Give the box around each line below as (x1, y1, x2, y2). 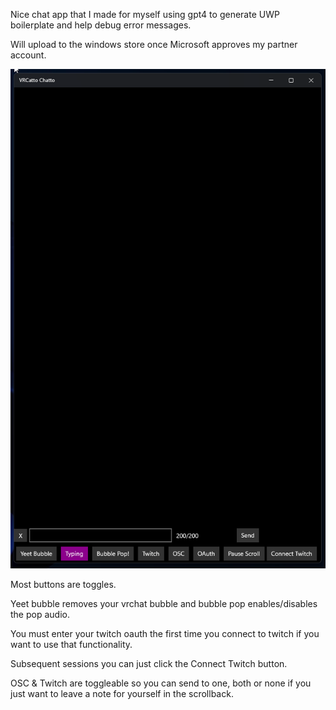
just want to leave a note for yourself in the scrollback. (10, 687, 234, 699)
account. (10, 49, 47, 61)
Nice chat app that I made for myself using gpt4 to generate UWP (10, 9, 280, 20)
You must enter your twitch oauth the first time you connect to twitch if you (10, 627, 320, 639)
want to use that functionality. (10, 638, 133, 650)
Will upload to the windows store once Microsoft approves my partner (10, 39, 298, 50)
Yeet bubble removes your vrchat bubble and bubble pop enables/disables (10, 597, 318, 609)
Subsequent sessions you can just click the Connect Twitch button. (10, 657, 288, 669)
